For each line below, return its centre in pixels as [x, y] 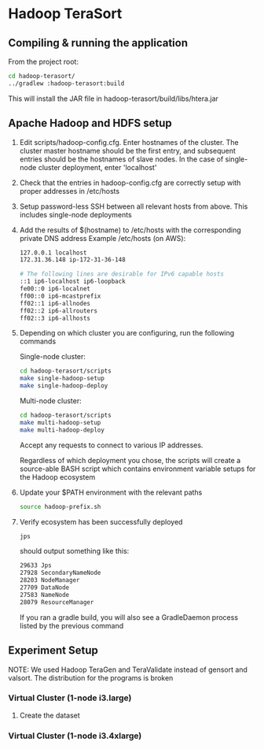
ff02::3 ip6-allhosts [55, 318]
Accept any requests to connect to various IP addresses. [111, 445]
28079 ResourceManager [57, 602]
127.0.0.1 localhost [53, 253]
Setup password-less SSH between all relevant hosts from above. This [134, 206]
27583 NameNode [44, 595]
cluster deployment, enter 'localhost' [97, 167]
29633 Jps [36, 565]
